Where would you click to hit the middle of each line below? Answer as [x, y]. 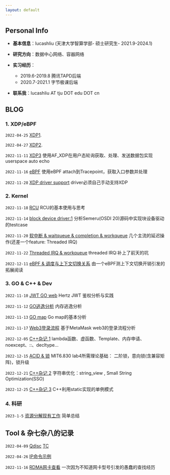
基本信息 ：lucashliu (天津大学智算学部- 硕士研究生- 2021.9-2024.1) [82, 43]
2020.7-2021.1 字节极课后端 [49, 82]
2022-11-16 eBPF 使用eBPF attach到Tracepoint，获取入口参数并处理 [76, 172]
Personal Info [27, 31]
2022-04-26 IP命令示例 [29, 456]
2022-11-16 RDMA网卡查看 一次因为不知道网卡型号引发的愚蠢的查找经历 [80, 467]
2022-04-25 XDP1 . [23, 135]
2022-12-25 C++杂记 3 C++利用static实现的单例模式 [59, 389]
